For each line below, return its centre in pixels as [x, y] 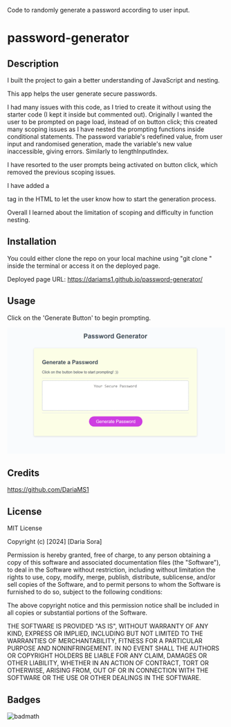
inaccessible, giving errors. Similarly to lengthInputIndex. [88, 151]
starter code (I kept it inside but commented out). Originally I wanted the [110, 114]
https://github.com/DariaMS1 [48, 490]
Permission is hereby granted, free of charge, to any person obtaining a [109, 555]
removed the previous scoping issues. [62, 172]
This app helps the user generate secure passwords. [82, 94]
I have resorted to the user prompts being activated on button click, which [112, 165]
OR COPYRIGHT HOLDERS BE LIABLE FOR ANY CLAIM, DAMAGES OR [107, 656]
